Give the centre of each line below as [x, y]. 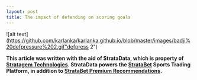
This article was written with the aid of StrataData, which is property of [95, 58]
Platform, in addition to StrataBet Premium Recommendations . [84, 71]
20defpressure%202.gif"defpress [47, 47]
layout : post [22, 12]
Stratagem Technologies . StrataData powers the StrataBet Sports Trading [98, 64]
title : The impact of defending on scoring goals [69, 17]
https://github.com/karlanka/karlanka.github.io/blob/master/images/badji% [99, 40]
